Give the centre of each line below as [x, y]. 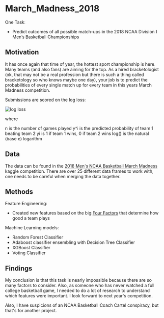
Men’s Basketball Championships [46, 37]
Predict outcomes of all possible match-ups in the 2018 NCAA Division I [84, 31]
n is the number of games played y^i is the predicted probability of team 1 [79, 128]
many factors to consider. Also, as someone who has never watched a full [80, 286]
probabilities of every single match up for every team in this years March [79, 85]
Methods [19, 192]
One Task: [15, 22]
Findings [19, 268]
